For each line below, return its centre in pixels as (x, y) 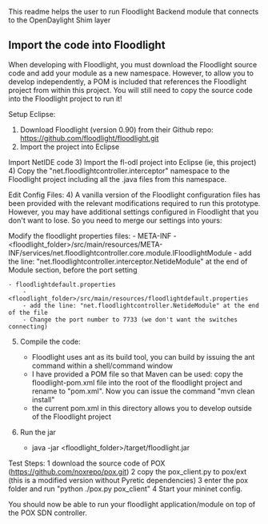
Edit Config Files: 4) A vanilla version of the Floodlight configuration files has (134, 195)
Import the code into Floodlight (87, 45)
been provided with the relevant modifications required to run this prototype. (134, 203)
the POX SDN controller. (48, 513)
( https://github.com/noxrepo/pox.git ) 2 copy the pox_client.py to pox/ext (128, 471)
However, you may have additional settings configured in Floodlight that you (133, 212)
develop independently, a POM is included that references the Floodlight (128, 81)
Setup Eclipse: (32, 114)
